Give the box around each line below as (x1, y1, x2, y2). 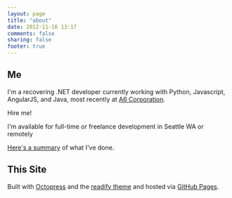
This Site (7, 164, 47, 176)
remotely (7, 129, 33, 138)
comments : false (7, 29, 55, 37)
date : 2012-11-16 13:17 (7, 23, 77, 30)
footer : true (7, 43, 46, 50)
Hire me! (7, 108, 32, 117)
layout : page (7, 10, 46, 18)
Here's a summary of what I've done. (7, 143, 115, 152)
